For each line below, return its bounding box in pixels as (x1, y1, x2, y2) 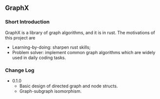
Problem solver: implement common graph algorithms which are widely (12, 49, 156, 55)
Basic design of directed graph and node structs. (19, 83, 118, 89)
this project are (5, 35, 36, 40)
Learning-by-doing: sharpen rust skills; (12, 44, 91, 50)
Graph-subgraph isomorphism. (19, 88, 82, 94)
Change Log (5, 67, 35, 74)
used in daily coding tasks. (12, 55, 66, 60)
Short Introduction (5, 19, 50, 25)
